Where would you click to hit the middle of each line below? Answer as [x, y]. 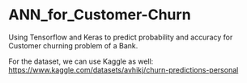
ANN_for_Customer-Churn [100, 15]
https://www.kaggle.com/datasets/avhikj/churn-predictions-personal [123, 69]
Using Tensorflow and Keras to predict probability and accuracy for [121, 37]
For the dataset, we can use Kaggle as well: [81, 61]
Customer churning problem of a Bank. [73, 45]
